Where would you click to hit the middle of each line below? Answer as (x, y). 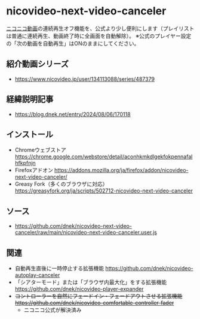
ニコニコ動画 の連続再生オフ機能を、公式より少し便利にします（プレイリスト (100, 28)
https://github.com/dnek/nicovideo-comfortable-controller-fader (94, 303)
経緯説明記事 (30, 99)
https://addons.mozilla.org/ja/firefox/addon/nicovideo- (121, 170)
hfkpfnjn (25, 163)
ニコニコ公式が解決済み (53, 310)
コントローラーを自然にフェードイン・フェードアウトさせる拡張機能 (99, 296)
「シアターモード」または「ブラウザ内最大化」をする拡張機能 (91, 282)
